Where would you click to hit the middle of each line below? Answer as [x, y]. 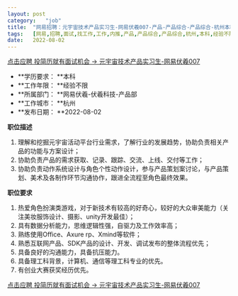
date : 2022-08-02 [36, 40]
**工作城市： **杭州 [46, 103]
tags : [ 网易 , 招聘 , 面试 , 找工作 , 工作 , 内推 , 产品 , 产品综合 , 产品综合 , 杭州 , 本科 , [110, 34]
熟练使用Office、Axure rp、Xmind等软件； [79, 234]
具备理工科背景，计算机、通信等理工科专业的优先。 [92, 261]
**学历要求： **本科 [46, 77]
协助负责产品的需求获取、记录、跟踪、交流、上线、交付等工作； [110, 160]
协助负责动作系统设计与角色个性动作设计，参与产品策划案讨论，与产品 [120, 169]
